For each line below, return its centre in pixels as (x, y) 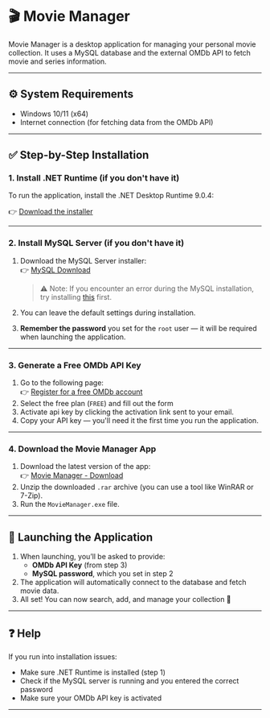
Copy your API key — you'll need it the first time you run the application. (139, 421)
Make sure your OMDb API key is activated (91, 698)
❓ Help (25, 633)
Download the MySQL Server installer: (83, 260)
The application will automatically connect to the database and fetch (133, 583)
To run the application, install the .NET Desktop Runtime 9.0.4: (111, 196)
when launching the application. (73, 337)
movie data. (39, 591)
